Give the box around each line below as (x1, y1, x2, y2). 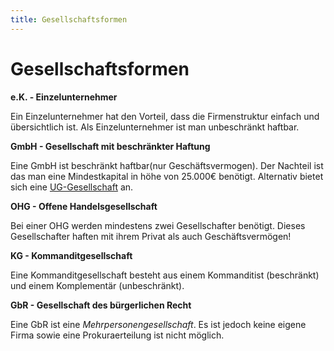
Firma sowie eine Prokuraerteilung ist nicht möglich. (10, 329, 225, 341)
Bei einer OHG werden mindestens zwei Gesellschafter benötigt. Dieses (10, 219, 306, 231)
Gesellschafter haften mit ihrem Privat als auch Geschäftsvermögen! (10, 230, 292, 242)
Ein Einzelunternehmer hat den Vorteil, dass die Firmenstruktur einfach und (10, 110, 320, 122)
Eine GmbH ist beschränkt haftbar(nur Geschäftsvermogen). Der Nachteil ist (10, 159, 324, 171)
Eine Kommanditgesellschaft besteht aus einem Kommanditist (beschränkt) (10, 269, 320, 281)
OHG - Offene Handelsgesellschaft (10, 200, 158, 212)
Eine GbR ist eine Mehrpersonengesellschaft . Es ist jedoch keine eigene (10, 318, 307, 330)
